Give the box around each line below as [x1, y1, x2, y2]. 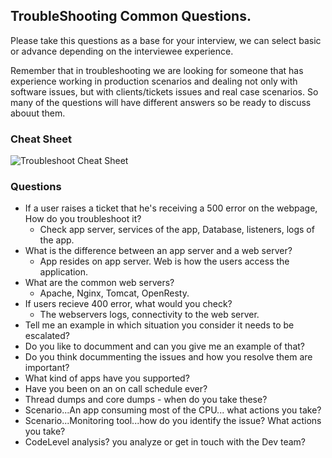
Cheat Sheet [10, 132, 72, 146]
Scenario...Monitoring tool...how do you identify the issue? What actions [24, 415, 322, 427]
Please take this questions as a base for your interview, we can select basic [10, 34, 322, 46]
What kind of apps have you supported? [24, 372, 190, 384]
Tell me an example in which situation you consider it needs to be [24, 319, 295, 331]
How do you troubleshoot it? [24, 213, 142, 225]
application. [39, 266, 89, 278]
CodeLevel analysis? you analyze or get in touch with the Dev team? [24, 436, 307, 448]
